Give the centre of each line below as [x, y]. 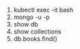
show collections [37, 31]
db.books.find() [36, 39]
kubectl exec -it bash [43, 10]
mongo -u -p [31, 17]
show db [26, 24]
